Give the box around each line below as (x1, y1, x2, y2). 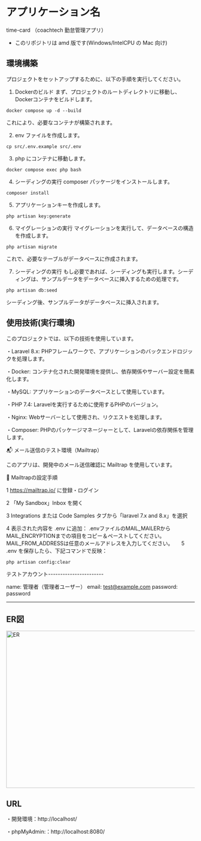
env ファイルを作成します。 (14, 131, 83, 138)
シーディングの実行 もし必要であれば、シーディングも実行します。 (14, 268, 178, 275)
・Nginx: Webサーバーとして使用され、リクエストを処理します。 (6, 413, 166, 421)
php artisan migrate (6, 244, 58, 250)
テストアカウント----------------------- (6, 570, 104, 577)
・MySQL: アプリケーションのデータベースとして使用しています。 (6, 388, 167, 395)
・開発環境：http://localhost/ (6, 815, 77, 822)
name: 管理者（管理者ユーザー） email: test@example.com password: (6, 583, 178, 590)
